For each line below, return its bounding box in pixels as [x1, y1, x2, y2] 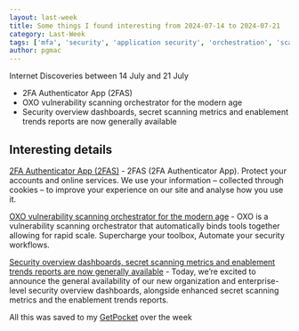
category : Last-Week [9, 29, 86, 38]
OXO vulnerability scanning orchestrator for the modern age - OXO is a [9, 211, 269, 222]
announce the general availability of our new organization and [9, 275, 236, 286]
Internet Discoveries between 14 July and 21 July [9, 70, 189, 81]
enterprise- [237, 275, 279, 286]
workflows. [9, 239, 51, 250]
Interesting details [9, 141, 113, 157]
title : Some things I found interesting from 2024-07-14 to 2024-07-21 [9, 21, 280, 30]
